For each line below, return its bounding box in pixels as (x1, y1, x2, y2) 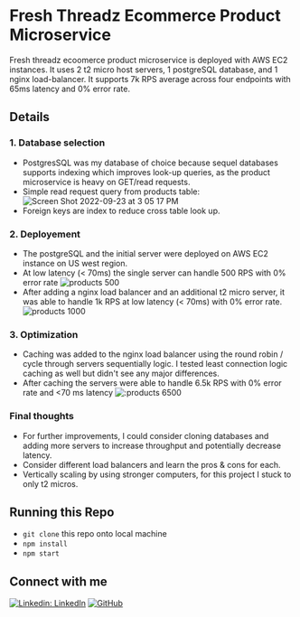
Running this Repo (9, 504, 115, 519)
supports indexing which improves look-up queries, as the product (22, 166, 271, 177)
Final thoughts (9, 410, 75, 423)
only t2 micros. (22, 478, 79, 489)
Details (9, 109, 50, 125)
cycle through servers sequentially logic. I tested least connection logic (22, 359, 288, 369)
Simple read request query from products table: (22, 186, 201, 197)
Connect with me (9, 574, 108, 589)
